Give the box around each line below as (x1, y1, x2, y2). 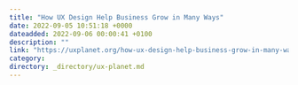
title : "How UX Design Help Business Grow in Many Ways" (9, 12, 224, 22)
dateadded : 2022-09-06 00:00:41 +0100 (9, 29, 153, 38)
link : (9, 46, 29, 55)
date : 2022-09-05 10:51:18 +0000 (9, 21, 133, 30)
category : (9, 54, 46, 63)
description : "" (9, 37, 69, 47)
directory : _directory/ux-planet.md (9, 63, 145, 72)
